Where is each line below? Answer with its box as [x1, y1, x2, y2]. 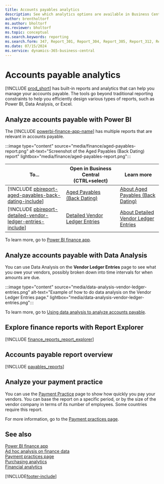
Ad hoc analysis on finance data [5, 448, 70, 454]
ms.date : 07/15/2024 [5, 44, 47, 49]
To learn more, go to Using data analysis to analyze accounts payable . [5, 309, 146, 315]
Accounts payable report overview [5, 351, 113, 359]
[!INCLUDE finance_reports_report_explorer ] [5, 336, 94, 342]
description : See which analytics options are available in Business [5, 12, 150, 17]
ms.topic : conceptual [5, 30, 49, 35]
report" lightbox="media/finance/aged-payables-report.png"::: [5, 153, 131, 159]
